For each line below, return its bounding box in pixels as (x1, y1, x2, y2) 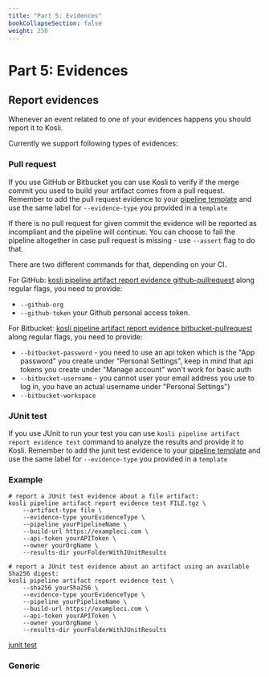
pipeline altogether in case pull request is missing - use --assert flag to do (8, 235, 255, 245)
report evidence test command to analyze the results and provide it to (8, 437, 244, 446)
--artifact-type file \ (22, 507, 103, 515)
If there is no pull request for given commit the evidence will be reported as (8, 218, 257, 228)
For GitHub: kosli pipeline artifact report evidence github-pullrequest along (8, 275, 255, 285)
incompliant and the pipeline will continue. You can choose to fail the (8, 227, 235, 236)
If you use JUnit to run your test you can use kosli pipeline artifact (8, 428, 240, 438)
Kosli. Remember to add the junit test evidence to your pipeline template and (8, 445, 261, 455)
